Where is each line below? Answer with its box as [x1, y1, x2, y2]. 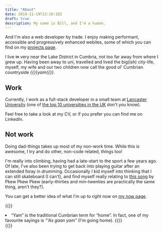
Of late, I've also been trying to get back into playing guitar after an [5, 163, 140, 169]
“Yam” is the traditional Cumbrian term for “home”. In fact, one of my [11, 212, 149, 218]
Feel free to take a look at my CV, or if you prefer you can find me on [5, 111, 143, 117]
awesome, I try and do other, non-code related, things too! [5, 148, 123, 154]
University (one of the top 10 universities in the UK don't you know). [5, 102, 141, 108]
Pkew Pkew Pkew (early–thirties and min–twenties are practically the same [5, 178, 155, 184]
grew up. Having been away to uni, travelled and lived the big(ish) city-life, [5, 59, 155, 65]
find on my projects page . [5, 44, 57, 50]
